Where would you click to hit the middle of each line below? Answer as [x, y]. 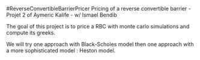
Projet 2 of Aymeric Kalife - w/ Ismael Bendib [62, 15]
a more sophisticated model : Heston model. [61, 50]
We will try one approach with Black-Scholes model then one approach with [100, 44]
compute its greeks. [31, 33]
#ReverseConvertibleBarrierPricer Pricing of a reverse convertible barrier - [98, 9]
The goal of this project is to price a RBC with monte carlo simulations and [98, 26]
